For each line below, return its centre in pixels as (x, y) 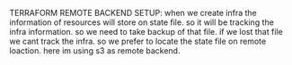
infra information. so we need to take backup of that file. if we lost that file (146, 32)
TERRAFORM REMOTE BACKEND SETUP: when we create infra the (133, 13)
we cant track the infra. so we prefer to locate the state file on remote (138, 41)
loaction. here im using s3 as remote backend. (95, 51)
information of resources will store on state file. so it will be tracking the (142, 22)
